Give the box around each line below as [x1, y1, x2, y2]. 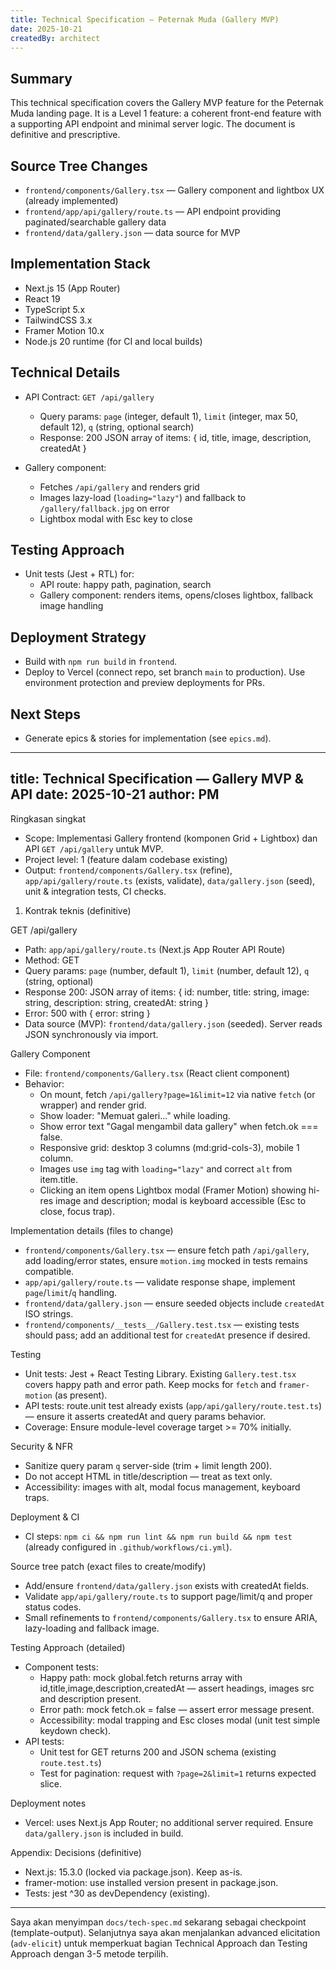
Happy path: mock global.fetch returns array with [39, 1671, 243, 1683]
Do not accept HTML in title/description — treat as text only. [24, 1470, 273, 1482]
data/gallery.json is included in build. [24, 1827, 184, 1839]
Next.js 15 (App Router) [24, 282, 121, 294]
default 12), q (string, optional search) [39, 421, 195, 433]
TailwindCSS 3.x [24, 314, 93, 326]
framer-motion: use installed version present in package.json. [24, 1876, 279, 1888]
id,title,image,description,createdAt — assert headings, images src [39, 1682, 315, 1694]
